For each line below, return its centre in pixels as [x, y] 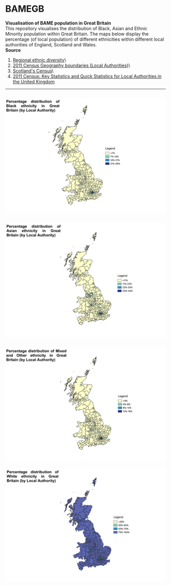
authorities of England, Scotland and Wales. [51, 44]
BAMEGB [25, 9]
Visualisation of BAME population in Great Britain [58, 23]
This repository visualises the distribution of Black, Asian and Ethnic [76, 28]
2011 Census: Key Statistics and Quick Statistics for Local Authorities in [87, 76]
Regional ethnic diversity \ [39, 60]
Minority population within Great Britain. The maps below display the [77, 34]
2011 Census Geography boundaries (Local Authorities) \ [71, 65]
